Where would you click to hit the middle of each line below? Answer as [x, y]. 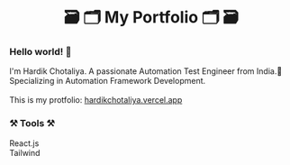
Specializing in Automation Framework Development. [108, 81]
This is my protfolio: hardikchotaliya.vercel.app [96, 100]
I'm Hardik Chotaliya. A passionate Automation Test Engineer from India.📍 [146, 71]
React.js [24, 143]
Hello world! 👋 [41, 52]
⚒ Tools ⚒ [32, 124]
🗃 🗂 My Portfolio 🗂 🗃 [151, 18]
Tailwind [25, 152]
